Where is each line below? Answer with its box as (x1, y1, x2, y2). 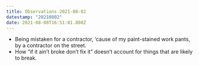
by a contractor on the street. (14, 42, 87, 49)
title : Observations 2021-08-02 (6, 8, 86, 15)
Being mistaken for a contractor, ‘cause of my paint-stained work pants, (14, 36, 191, 43)
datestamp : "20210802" (6, 14, 62, 20)
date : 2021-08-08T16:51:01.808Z (6, 19, 86, 25)
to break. (14, 54, 37, 62)
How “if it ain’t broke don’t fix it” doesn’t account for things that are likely (14, 48, 193, 55)
